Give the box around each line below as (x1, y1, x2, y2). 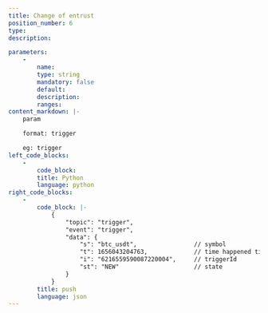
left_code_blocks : (8, 151, 69, 160)
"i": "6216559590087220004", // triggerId (79, 256, 238, 263)
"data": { (65, 233, 98, 241)
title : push (37, 285, 77, 293)
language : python (37, 181, 94, 189)
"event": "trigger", (65, 225, 134, 234)
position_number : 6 (8, 19, 73, 27)
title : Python (37, 173, 84, 182)
